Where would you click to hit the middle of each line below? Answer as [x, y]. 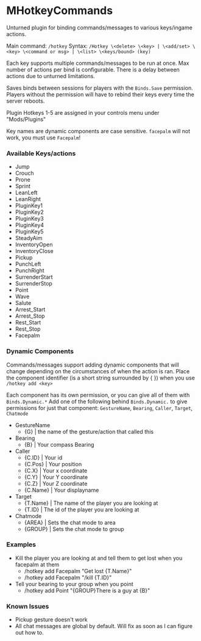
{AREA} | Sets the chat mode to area [70, 522]
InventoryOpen [34, 244]
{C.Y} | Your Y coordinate [56, 477]
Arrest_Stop [30, 316]
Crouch [25, 173]
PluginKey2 [29, 212]
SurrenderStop [34, 284]
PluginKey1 [29, 206]
